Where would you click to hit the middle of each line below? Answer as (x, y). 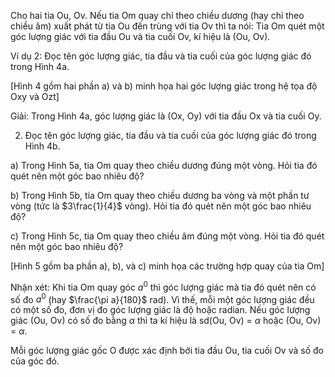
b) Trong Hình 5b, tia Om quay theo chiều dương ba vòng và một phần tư (160, 195)
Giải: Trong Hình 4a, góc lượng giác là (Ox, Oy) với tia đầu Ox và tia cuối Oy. (166, 116)
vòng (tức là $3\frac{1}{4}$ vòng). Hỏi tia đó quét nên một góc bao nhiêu (161, 206)
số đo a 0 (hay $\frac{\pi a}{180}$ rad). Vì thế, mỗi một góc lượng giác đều (162, 298)
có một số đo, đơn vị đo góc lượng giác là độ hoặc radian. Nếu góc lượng (160, 310)
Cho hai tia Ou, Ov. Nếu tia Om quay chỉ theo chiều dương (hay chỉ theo (157, 15)
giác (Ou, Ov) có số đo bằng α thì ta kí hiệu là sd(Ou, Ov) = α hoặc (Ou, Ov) (166, 321)
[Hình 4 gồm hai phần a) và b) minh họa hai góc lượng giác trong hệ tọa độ (164, 86)
